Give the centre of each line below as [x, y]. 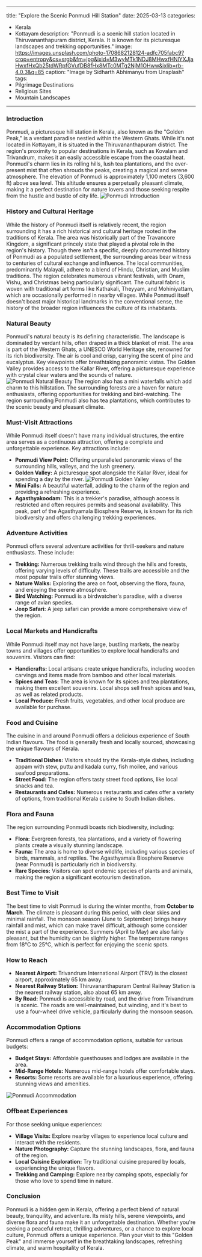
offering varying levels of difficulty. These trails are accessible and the [102, 571]
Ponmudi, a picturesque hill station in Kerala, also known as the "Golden [95, 132]
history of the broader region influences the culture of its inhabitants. [92, 308]
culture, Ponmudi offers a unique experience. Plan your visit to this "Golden [99, 1235]
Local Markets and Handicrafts [52, 631]
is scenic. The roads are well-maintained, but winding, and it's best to [101, 1005]
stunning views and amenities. [52, 1084]
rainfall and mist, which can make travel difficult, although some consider [97, 925]
